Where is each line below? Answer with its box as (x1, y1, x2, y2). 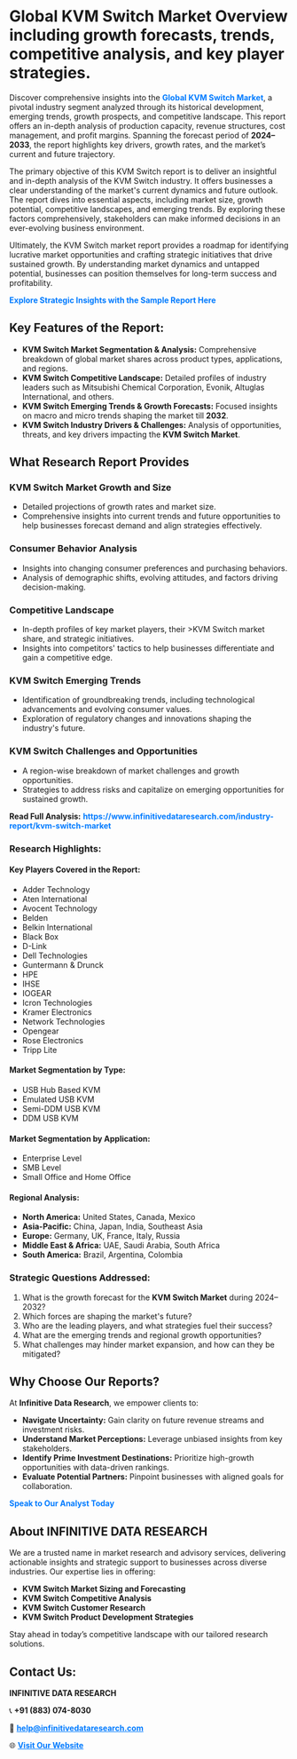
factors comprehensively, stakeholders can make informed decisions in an (9, 213, 281, 224)
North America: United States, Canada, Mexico (21, 1212, 196, 1223)
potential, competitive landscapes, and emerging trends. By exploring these (9, 203, 285, 214)
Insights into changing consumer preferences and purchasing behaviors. (21, 562, 288, 574)
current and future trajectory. (9, 148, 115, 159)
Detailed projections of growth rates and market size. (21, 502, 216, 512)
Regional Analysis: (9, 1192, 80, 1202)
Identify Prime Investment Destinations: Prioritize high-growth (21, 1453, 254, 1463)
